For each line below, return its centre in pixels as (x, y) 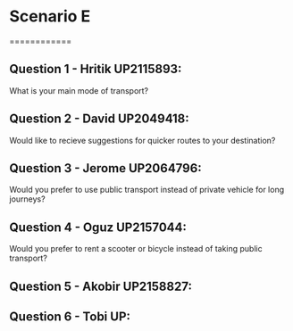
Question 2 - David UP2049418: (99, 119)
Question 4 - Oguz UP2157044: (98, 227)
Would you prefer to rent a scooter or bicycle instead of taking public (136, 249)
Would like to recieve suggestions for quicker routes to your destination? (142, 140)
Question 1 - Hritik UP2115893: (96, 69)
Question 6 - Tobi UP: (70, 316)
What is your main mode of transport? (79, 90)
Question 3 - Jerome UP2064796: (106, 168)
